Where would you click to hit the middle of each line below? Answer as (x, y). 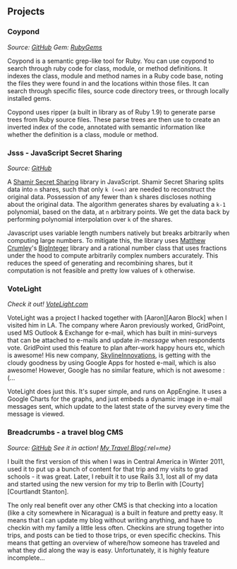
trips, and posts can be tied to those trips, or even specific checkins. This (114, 535)
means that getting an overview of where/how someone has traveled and (114, 542)
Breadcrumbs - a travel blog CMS (65, 432)
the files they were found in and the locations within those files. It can (108, 83)
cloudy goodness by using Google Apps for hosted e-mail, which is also (112, 363)
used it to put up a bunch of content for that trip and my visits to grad (108, 469)
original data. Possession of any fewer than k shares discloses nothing (109, 196)
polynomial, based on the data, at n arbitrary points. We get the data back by (119, 212)
